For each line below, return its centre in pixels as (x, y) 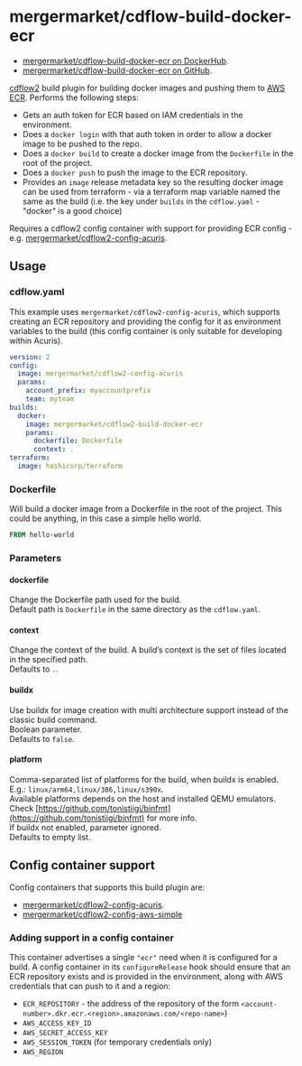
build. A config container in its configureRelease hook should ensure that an (150, 967)
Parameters (35, 558)
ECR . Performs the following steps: (74, 97)
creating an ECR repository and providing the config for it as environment (145, 321)
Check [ (24, 808)
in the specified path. (49, 660)
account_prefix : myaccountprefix (88, 391)
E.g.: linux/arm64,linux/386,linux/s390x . (87, 789)
